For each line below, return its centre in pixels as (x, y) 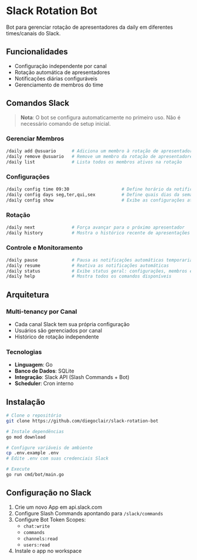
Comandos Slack (38, 103)
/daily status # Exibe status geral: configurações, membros (97, 271)
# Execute (18, 469)
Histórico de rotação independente (57, 337)
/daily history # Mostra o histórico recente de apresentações (98, 233)
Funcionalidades (37, 52)
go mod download (26, 437)
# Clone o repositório (34, 415)
